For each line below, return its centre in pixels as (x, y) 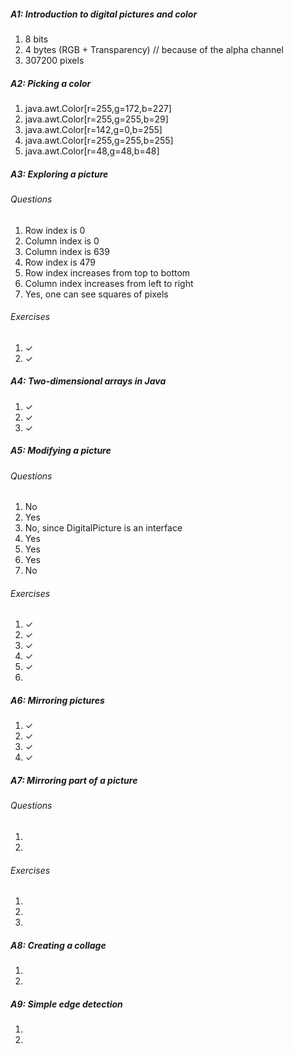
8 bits (36, 39)
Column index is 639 (67, 251)
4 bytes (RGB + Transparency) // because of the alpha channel (154, 49)
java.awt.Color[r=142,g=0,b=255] (93, 129)
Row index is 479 (60, 262)
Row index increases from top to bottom (107, 272)
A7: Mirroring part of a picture (74, 781)
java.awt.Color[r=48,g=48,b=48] (92, 151)
